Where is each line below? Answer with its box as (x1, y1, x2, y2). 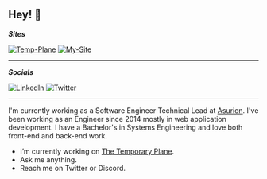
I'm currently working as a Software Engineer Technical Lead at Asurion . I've (8, 105, 259, 115)
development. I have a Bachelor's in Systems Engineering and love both (8, 123, 243, 132)
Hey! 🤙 (8, 8, 42, 21)
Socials (8, 67, 34, 76)
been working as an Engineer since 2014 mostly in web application (8, 114, 226, 123)
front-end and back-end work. (8, 130, 108, 140)
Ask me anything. (19, 154, 77, 164)
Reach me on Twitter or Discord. (19, 163, 126, 173)
